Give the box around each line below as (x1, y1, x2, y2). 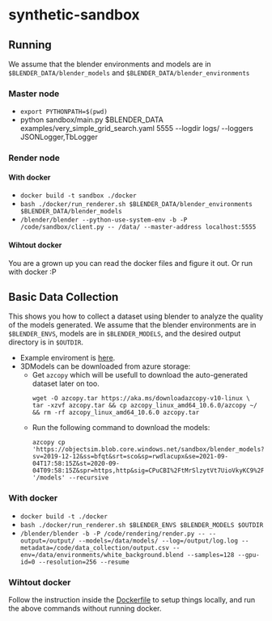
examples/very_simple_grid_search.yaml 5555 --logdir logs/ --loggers (19, 124, 253, 133)
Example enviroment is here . (19, 353, 116, 363)
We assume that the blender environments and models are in (8, 59, 212, 69)
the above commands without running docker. (8, 604, 162, 614)
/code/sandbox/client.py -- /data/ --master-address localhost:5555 (19, 223, 257, 231)
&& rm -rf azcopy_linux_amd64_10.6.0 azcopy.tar (32, 408, 200, 417)
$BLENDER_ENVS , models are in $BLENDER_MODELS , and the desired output (8, 329, 241, 339)
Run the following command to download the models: (32, 423, 210, 433)
